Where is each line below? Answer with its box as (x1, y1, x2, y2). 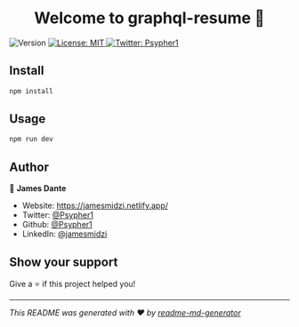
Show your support (9, 254, 118, 269)
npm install (9, 86, 53, 96)
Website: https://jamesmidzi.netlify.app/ (21, 200, 169, 211)
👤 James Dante (9, 183, 67, 194)
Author (9, 159, 49, 174)
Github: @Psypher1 (21, 219, 93, 230)
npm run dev (9, 135, 53, 144)
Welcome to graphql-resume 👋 (34, 8, 265, 28)
